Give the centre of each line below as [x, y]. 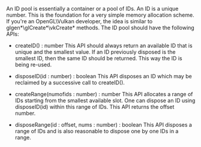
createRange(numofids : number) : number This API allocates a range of [104, 94]
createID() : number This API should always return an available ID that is [104, 45]
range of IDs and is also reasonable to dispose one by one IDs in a [97, 131]
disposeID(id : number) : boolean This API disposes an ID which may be [103, 76]
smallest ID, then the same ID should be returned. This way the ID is [98, 58]
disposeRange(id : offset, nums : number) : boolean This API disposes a [103, 125]
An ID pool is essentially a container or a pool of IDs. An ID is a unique [92, 9]
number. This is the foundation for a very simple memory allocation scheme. [100, 15]
